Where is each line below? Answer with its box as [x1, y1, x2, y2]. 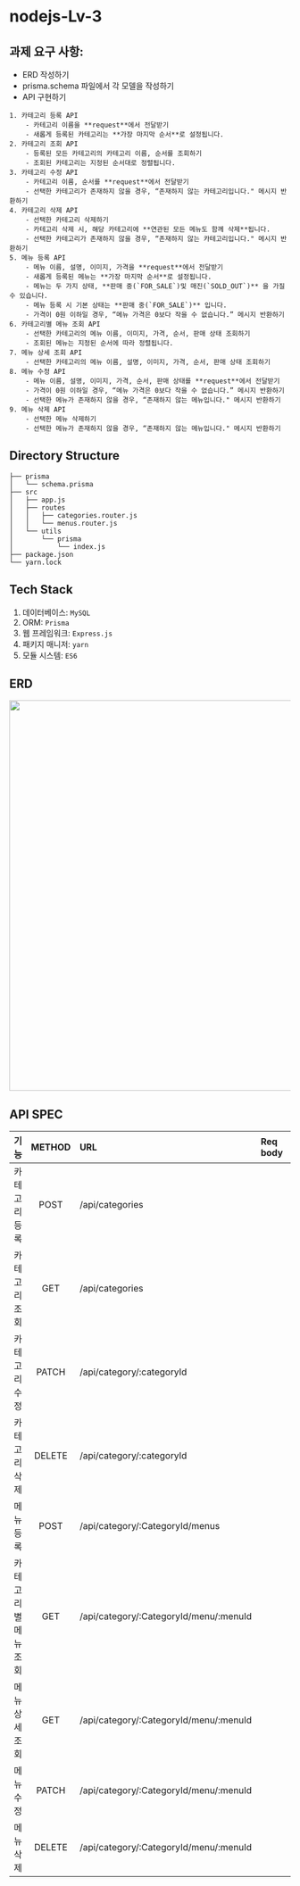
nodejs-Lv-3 [9, 6, 103, 27]
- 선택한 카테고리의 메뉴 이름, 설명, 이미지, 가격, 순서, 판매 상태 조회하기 [25, 358, 271, 367]
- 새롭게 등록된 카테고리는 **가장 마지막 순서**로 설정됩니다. [25, 130, 225, 139]
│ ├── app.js [9, 495, 66, 504]
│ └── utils [9, 527, 62, 536]
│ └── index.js [9, 542, 105, 551]
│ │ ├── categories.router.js [9, 511, 138, 519]
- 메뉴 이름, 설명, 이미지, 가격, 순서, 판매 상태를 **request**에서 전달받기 [25, 377, 280, 386]
